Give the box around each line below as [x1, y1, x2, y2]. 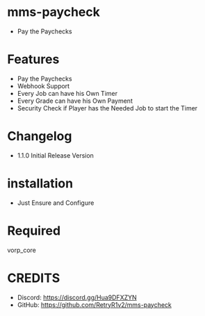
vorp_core [7, 246, 37, 254]
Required [7, 223, 61, 238]
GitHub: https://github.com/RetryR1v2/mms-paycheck [17, 300, 172, 309]
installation [7, 176, 74, 191]
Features [7, 51, 60, 67]
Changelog [7, 128, 72, 144]
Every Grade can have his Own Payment [17, 97, 133, 105]
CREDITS [7, 270, 60, 285]
